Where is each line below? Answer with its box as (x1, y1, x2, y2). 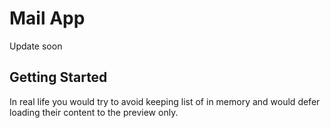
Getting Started (9, 69, 108, 86)
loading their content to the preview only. (9, 106, 179, 118)
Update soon (9, 40, 63, 52)
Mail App (9, 7, 86, 30)
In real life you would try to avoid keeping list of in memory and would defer (9, 95, 321, 107)
